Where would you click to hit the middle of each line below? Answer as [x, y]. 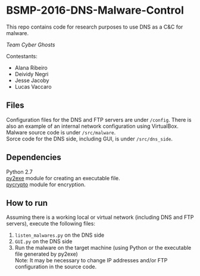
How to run [27, 203]
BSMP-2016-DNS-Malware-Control [95, 10]
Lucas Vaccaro [33, 86]
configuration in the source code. [56, 267]
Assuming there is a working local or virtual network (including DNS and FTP [100, 217]
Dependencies [34, 157]
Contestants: [22, 56]
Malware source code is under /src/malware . [61, 132]
